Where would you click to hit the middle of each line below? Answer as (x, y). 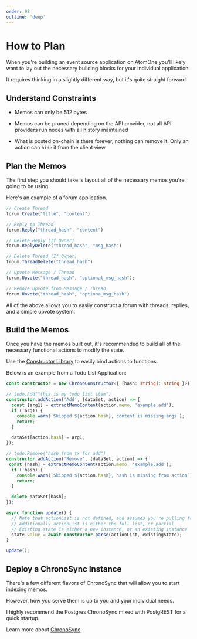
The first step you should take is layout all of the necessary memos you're (95, 180)
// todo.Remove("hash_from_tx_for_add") (56, 454)
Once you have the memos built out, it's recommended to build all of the (93, 344)
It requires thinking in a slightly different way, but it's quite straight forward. (97, 80)
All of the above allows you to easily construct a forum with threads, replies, (98, 305)
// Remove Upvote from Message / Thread (56, 288)
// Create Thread (27, 209)
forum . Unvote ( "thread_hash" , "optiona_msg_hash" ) (68, 294)
